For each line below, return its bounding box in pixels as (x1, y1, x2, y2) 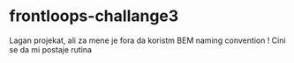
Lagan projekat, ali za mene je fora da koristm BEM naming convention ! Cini (9, 35, 286, 45)
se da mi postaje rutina (9, 44, 93, 54)
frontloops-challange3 (9, 6, 179, 26)
